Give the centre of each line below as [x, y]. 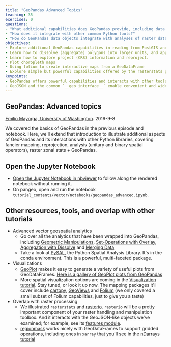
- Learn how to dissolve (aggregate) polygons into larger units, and [82, 52]
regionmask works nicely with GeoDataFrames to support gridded [89, 329]
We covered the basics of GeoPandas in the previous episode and [75, 128]
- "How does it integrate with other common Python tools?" [70, 34]
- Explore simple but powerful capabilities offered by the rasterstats [84, 72]
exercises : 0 [19, 19]
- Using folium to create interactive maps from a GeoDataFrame [75, 67]
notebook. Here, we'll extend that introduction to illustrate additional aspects [85, 134]
